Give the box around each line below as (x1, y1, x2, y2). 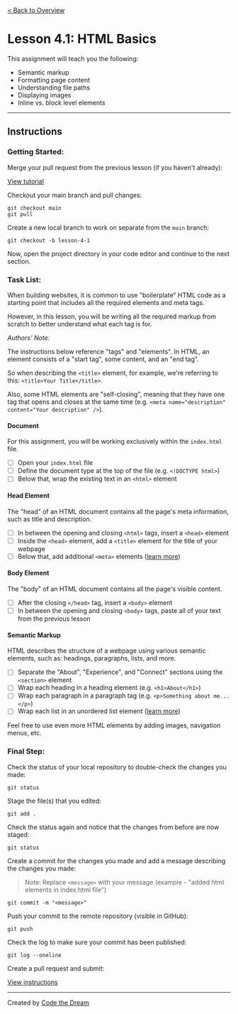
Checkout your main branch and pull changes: (7, 191, 142, 199)
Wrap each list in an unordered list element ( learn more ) (17, 707, 181, 715)
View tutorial (7, 177, 45, 186)
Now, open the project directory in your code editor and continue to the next (7, 249, 230, 258)
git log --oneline (7, 951, 62, 959)
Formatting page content (17, 75, 91, 84)
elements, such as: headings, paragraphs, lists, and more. (7, 654, 176, 663)
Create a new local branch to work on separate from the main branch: (7, 223, 210, 232)
